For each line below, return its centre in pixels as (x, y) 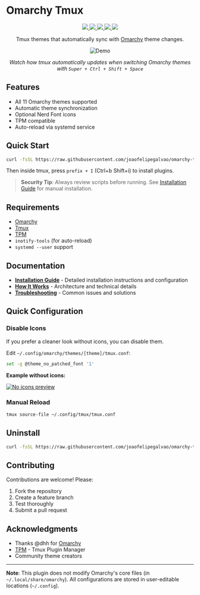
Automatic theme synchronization (56, 108)
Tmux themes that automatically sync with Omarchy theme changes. (100, 39)
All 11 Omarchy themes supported (56, 101)
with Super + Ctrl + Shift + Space (100, 68)
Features (23, 87)
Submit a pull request (41, 510)
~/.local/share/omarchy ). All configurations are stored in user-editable (93, 580)
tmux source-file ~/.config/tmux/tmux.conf (61, 415)
